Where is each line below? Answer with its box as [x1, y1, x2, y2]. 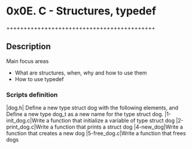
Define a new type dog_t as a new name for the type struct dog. [6, 111, 163, 118]
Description [6, 41, 51, 52]
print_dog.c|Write [6, 123, 49, 130]
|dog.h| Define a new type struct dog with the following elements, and [6, 104, 178, 112]
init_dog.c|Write [6, 117, 45, 124]
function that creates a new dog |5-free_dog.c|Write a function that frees [6, 130, 187, 137]
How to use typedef [14, 75, 64, 82]
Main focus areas [6, 57, 49, 64]
